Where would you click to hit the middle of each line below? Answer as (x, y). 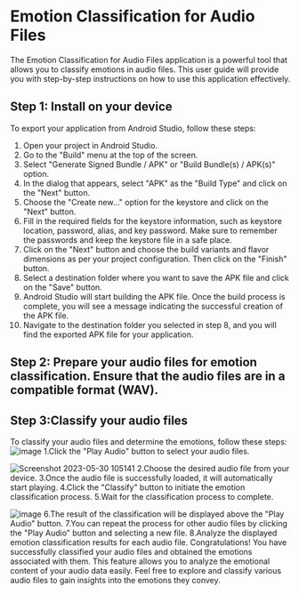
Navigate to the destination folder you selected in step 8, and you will (149, 325)
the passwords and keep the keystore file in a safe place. (127, 240)
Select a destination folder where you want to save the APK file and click (156, 277)
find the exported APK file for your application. (108, 334)
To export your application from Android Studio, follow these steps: (133, 128)
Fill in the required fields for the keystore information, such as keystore (153, 221)
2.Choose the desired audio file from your (213, 468)
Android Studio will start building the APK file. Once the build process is (154, 296)
